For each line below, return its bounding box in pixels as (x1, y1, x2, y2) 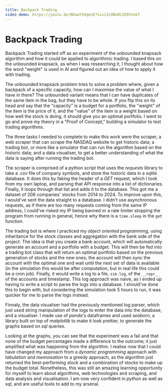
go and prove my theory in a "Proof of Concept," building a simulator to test (5, 119, 161, 125)
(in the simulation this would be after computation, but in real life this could (5, 265, 159, 271)
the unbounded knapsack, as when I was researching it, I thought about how (5, 61, 163, 67)
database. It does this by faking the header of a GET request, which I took (5, 175, 157, 181)
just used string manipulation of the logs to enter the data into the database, (5, 307, 162, 313)
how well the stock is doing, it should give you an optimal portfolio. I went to (5, 114, 162, 120)
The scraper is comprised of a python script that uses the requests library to (5, 165, 163, 171)
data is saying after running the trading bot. (5, 155, 95, 161)
